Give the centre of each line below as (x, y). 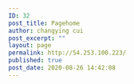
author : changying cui (46, 30)
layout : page (30, 46)
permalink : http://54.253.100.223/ (67, 53)
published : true (35, 61)
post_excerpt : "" (37, 38)
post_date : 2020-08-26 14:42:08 (62, 68)
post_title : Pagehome (44, 23)
